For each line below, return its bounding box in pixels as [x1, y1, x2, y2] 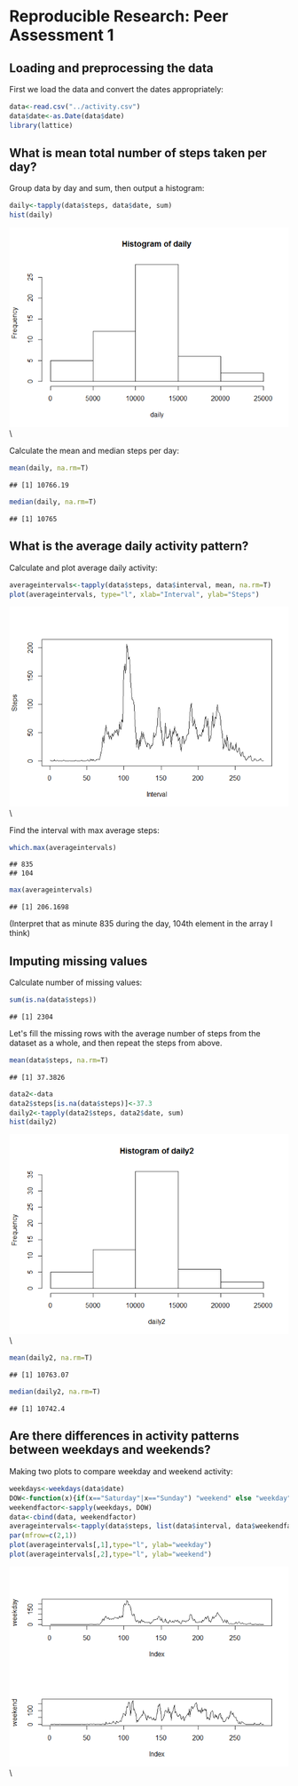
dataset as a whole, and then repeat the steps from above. [9, 1037, 223, 1048]
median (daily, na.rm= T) [9, 497, 98, 507]
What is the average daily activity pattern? [9, 539, 249, 554]
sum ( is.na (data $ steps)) [9, 996, 98, 1004]
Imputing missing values [9, 953, 148, 969]
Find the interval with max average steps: [9, 824, 160, 836]
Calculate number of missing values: [9, 977, 143, 988]
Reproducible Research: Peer [9, 6, 229, 27]
